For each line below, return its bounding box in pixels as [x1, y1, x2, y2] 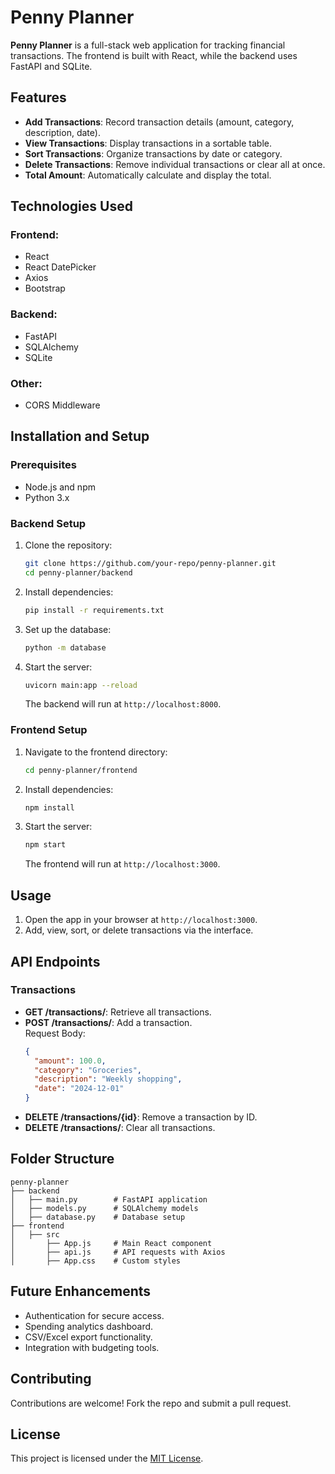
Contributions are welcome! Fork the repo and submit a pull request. [10, 1397, 292, 1409]
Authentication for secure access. [24, 1309, 165, 1321]
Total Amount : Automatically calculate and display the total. [24, 169, 272, 181]
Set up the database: [24, 623, 112, 635]
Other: [10, 376, 43, 390]
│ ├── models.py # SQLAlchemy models [10, 1203, 199, 1213]
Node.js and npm [24, 481, 96, 493]
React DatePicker [24, 261, 97, 273]
